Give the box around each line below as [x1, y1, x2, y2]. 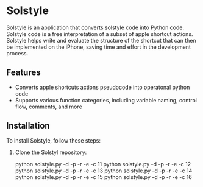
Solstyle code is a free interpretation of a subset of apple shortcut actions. [6, 30, 193, 37]
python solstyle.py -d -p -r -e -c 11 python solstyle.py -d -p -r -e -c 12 [15, 160, 191, 168]
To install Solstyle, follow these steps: [6, 136, 101, 144]
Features [6, 68, 41, 78]
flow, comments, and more [15, 103, 82, 110]
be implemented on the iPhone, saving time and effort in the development [6, 43, 191, 51]
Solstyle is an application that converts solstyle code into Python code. [6, 24, 185, 31]
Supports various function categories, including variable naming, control [15, 96, 197, 104]
